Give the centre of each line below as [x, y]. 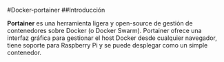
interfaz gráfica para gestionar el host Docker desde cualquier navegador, [112, 38]
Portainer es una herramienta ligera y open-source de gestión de [100, 23]
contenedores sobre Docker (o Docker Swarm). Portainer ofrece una [104, 31]
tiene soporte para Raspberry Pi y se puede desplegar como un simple [108, 45]
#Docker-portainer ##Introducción [56, 10]
